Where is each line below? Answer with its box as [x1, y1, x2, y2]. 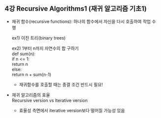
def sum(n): [11, 51, 36, 57]
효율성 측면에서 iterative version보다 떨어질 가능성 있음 [19, 107, 125, 113]
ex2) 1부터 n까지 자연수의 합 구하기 [11, 45, 79, 51]
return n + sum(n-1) [11, 71, 52, 77]
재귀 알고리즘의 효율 [11, 92, 50, 98]
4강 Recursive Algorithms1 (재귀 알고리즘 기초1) [4, 4, 147, 13]
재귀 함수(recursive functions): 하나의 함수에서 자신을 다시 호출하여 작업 [11, 19, 151, 24]
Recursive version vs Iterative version [11, 97, 88, 103]
